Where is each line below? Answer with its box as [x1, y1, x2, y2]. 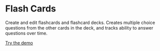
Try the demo [5, 39, 33, 45]
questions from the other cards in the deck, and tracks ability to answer [5, 24, 153, 30]
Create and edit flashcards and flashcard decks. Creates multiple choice [5, 19, 155, 25]
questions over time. [5, 30, 48, 36]
